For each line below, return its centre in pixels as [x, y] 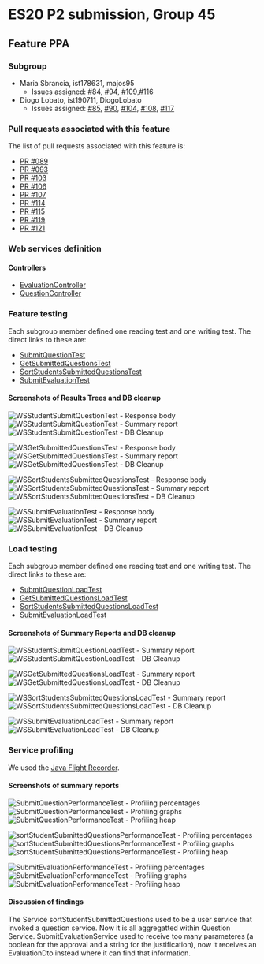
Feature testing [38, 314]
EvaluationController [53, 285]
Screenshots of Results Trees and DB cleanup [85, 398]
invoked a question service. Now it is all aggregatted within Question [119, 928]
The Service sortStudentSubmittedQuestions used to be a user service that [130, 919]
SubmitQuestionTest [52, 355]
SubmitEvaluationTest [55, 379]
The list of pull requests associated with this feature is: [97, 146]
